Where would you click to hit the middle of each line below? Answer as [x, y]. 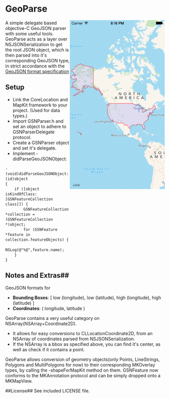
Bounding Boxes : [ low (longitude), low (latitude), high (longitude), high [87, 298]
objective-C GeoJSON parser [36, 28]
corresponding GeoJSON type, [37, 60]
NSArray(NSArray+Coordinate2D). [41, 323]
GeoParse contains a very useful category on [52, 318]
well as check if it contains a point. [49, 349]
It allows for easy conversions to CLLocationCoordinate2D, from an [82, 333]
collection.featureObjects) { [37, 240]
